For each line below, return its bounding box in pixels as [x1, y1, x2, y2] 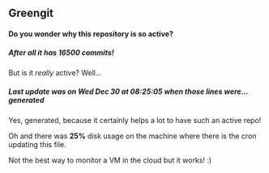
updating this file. [8, 139, 66, 149]
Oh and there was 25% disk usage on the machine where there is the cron [8, 131, 257, 141]
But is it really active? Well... [8, 68, 102, 78]
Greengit [8, 6, 54, 20]
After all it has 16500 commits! [8, 48, 115, 57]
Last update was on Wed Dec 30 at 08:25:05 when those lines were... [8, 86, 249, 96]
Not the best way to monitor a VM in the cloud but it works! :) [8, 155, 212, 165]
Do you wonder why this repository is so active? [8, 28, 174, 39]
